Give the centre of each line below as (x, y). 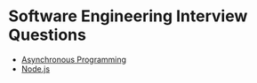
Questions (47, 35)
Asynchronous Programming (73, 59)
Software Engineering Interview (128, 16)
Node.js (36, 69)
